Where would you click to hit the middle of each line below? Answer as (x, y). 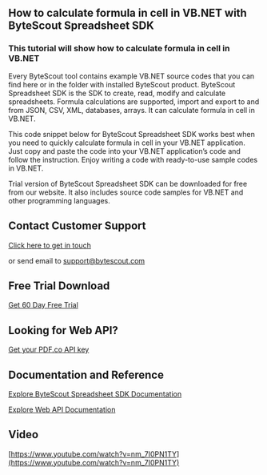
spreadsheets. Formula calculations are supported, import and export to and (134, 101)
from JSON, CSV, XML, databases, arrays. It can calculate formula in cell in (132, 110)
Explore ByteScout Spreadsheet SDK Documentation (95, 394)
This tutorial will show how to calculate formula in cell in (119, 49)
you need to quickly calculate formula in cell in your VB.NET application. (127, 143)
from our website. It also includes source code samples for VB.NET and (126, 192)
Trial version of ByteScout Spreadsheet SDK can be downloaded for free (128, 183)
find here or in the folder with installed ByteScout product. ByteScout (122, 84)
